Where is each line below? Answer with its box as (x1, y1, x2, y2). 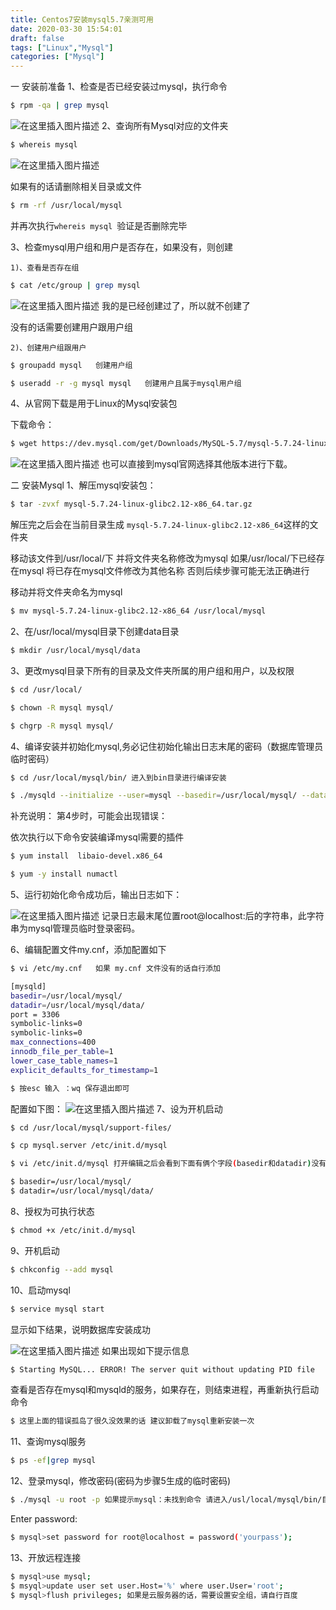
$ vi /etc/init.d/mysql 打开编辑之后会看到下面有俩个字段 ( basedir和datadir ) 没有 (10, 1159, 327, 1169)
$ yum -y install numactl (10, 869, 118, 880)
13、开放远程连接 (10, 1551, 82, 1563)
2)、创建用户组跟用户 (10, 342, 87, 353)
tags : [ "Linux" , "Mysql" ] (10, 42, 114, 53)
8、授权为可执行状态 (10, 1205, 95, 1217)
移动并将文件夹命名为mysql (10, 586, 123, 598)
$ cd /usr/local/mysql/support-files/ (10, 1122, 172, 1133)
